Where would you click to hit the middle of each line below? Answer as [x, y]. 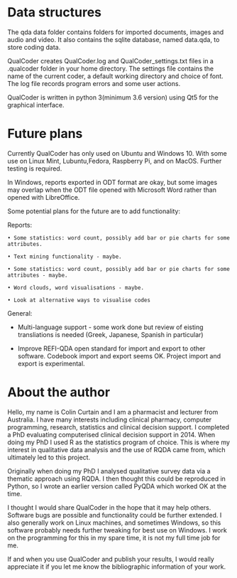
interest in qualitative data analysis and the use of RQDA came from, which [116, 449]
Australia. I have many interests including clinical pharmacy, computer [110, 419]
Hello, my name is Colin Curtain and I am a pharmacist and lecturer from [113, 412]
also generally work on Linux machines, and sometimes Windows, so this [114, 523]
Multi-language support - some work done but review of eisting [110, 327]
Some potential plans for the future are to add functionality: [94, 211]
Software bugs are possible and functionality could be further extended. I [115, 515]
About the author [59, 392]
